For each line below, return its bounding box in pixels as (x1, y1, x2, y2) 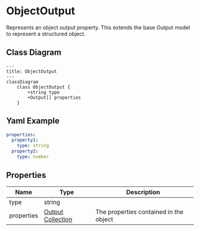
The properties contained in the (95, 207, 183, 216)
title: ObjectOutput (6, 68, 58, 74)
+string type (27, 89, 60, 95)
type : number (17, 154, 49, 160)
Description (126, 188, 161, 196)
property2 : (11, 148, 39, 154)
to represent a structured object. (6, 30, 86, 37)
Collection (43, 215, 73, 223)
